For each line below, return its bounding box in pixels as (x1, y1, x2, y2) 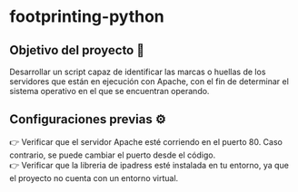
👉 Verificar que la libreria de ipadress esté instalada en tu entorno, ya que (9, 159, 289, 170)
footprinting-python (9, 6, 165, 27)
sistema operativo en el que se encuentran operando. (9, 86, 210, 96)
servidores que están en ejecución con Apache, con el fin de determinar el (9, 76, 289, 87)
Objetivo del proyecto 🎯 (9, 43, 145, 58)
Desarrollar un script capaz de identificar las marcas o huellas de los (9, 66, 266, 77)
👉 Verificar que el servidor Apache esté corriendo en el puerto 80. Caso (9, 136, 283, 147)
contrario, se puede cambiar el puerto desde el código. (9, 149, 216, 160)
